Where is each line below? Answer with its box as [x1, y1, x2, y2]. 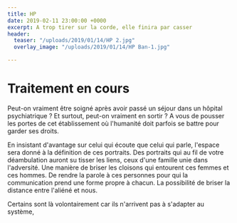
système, [7, 207, 34, 216]
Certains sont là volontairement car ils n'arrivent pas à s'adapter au [7, 199, 205, 208]
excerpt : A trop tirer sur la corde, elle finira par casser [7, 24, 193, 31]
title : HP [7, 10, 37, 18]
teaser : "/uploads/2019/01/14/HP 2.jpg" [14, 37, 135, 44]
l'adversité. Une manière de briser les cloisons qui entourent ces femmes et [7, 163, 229, 172]
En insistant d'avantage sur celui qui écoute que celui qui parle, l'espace [7, 140, 220, 149]
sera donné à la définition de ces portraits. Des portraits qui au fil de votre [7, 147, 224, 157]
